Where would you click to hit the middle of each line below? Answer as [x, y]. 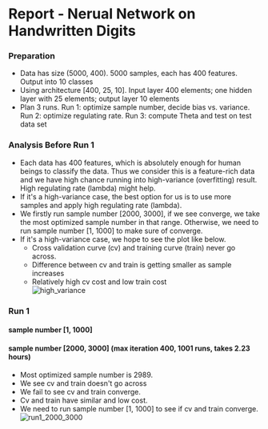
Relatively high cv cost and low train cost [99, 282]
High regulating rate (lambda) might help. [88, 188]
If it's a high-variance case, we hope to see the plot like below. [123, 239]
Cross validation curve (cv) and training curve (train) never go [134, 247]
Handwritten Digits [72, 31]
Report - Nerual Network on [102, 14]
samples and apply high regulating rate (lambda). [101, 205]
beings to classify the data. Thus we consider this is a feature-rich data [137, 171]
